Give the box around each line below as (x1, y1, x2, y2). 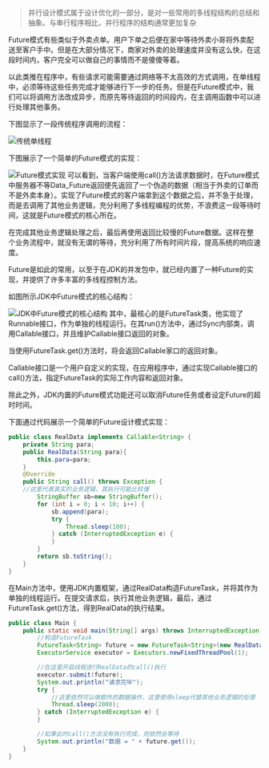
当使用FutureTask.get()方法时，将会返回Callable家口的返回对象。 (8, 346, 223, 356)
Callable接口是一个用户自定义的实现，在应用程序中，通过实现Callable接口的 (8, 363, 258, 372)
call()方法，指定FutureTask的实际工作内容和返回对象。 (8, 373, 187, 382)
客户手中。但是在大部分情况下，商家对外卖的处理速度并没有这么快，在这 (22, 45, 261, 55)
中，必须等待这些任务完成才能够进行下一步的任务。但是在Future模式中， (8, 82, 247, 91)
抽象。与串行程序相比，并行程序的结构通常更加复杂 (27, 18, 197, 27)
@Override (22, 470, 56, 478)
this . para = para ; (37, 455, 91, 464)
